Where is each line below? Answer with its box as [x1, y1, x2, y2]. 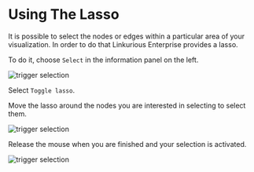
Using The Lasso [8, 5, 120, 24]
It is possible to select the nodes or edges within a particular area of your [8, 31, 245, 41]
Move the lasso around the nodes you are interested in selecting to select [8, 101, 246, 110]
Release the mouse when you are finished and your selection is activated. [8, 139, 247, 148]
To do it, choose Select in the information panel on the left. [8, 55, 199, 64]
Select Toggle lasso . [8, 85, 75, 95]
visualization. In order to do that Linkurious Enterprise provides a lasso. [8, 39, 238, 49]
